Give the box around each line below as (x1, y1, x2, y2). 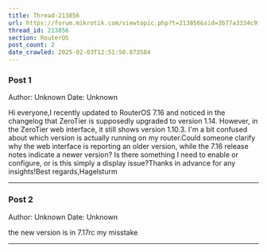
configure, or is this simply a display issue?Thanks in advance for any (8, 158, 236, 168)
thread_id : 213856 (8, 26, 69, 34)
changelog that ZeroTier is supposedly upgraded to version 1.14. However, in (8, 116, 258, 126)
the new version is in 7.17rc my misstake (8, 227, 138, 237)
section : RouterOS (8, 33, 69, 42)
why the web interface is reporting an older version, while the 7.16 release (8, 142, 249, 151)
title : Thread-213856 (8, 11, 80, 20)
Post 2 (8, 194, 33, 205)
